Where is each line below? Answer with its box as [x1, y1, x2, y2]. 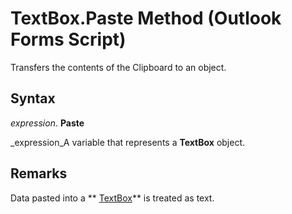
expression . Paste [10, 117, 85, 129]
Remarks [10, 165, 68, 182]
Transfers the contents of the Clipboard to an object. [10, 61, 227, 73]
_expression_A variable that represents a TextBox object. [10, 136, 246, 148]
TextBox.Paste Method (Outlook [10, 7, 282, 30]
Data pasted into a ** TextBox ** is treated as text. [10, 192, 215, 204]
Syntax [10, 90, 56, 107]
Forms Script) [10, 28, 127, 51]
